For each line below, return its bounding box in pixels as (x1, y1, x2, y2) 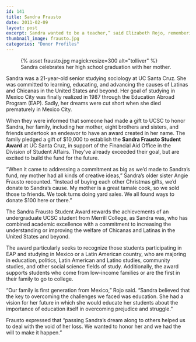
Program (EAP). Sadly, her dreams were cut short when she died (6, 99, 162, 106)
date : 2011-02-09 (6, 19, 48, 25)
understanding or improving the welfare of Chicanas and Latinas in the (6, 226, 176, 234)
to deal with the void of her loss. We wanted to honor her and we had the (6, 323, 181, 330)
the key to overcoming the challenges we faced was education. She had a (6, 293, 184, 300)
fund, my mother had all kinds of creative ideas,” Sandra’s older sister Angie (6, 172, 188, 179)
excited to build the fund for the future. (6, 154, 99, 161)
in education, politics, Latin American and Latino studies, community (6, 257, 170, 264)
